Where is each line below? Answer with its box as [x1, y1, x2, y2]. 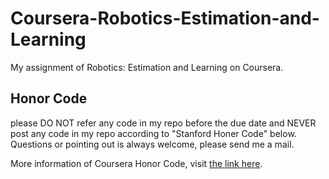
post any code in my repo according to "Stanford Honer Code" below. [10, 127, 297, 139]
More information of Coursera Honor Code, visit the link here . [10, 157, 263, 169]
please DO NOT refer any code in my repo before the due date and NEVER [10, 117, 317, 129]
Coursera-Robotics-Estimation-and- [10, 7, 320, 30]
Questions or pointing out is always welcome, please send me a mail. [10, 138, 295, 150]
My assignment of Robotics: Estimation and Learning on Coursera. [10, 61, 284, 73]
